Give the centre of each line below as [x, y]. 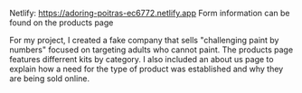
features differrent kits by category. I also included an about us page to [142, 59]
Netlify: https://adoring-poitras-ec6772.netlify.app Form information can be [150, 13]
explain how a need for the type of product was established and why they [146, 69]
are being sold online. [50, 79]
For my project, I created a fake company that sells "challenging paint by [144, 40]
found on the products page [61, 23]
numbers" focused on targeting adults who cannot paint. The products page [151, 50]
